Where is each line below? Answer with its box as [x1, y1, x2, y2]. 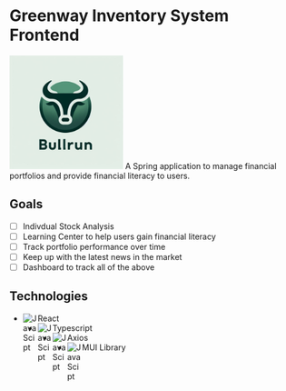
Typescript [52, 322, 93, 333]
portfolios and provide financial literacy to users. [9, 170, 191, 181]
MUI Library [81, 342, 126, 353]
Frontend [9, 25, 80, 45]
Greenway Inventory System [9, 5, 230, 26]
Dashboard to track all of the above [22, 262, 155, 273]
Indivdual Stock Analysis [22, 220, 115, 232]
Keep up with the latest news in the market [22, 251, 182, 262]
